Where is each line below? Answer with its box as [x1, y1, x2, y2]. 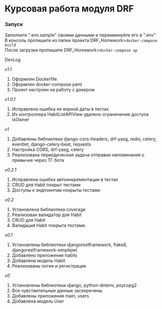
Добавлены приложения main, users [11, 293, 89, 299]
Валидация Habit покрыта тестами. [11, 223, 86, 229]
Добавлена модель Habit [11, 258, 66, 264]
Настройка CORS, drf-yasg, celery [11, 147, 84, 153]
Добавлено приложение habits [11, 253, 78, 259]
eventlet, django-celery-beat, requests [11, 141, 91, 147]
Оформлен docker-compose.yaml [11, 81, 82, 87]
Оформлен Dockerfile [11, 76, 57, 82]
